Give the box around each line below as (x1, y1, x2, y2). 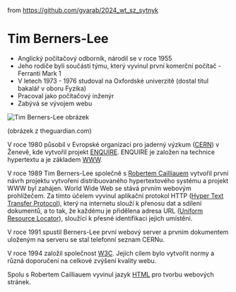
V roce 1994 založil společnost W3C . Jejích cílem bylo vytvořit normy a (7, 249, 215, 257)
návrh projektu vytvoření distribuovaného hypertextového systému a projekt (7, 176, 229, 185)
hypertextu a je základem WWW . (7, 155, 102, 163)
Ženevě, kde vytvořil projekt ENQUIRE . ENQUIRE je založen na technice (7, 148, 216, 156)
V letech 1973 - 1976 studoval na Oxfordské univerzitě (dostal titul (17, 76, 209, 85)
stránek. (7, 277, 32, 286)
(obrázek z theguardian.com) (7, 127, 92, 135)
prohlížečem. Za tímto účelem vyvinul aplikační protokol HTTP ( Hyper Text (7, 191, 224, 200)
